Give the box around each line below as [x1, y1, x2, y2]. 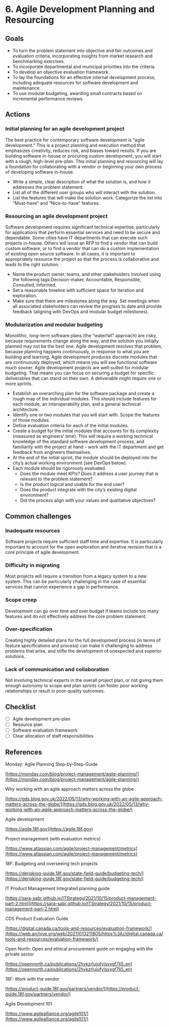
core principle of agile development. [5, 549, 80, 555]
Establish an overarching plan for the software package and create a [12, 390, 154, 397]
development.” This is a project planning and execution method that [5, 142, 145, 148]
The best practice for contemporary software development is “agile [5, 137, 145, 143]
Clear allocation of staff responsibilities [12, 733, 94, 739]
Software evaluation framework [12, 727, 78, 733]
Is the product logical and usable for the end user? [20, 482, 125, 488]
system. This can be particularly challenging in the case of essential [5, 579, 146, 585]
